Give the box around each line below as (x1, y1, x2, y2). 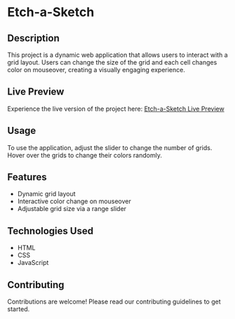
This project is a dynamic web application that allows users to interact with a (7, 50, 228, 59)
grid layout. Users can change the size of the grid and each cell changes (7, 58, 217, 67)
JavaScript (17, 259, 49, 267)
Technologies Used (7, 225, 93, 237)
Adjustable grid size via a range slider (17, 205, 127, 213)
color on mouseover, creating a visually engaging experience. (7, 66, 186, 74)
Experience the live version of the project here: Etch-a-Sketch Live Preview (7, 104, 224, 113)
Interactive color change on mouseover (17, 197, 131, 205)
